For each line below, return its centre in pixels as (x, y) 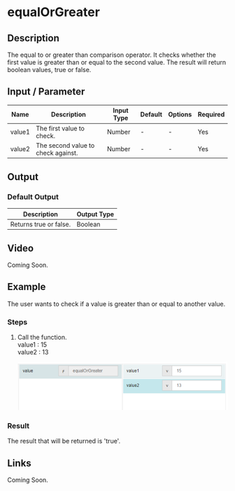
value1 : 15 (32, 345)
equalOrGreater (54, 12)
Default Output (33, 197)
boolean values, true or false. (49, 70)
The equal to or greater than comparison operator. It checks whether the (112, 55)
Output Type (95, 214)
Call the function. (42, 338)
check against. (57, 153)
